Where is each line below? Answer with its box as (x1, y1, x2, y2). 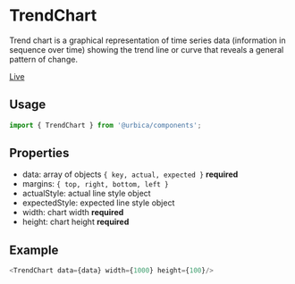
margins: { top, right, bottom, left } (21, 179, 170, 189)
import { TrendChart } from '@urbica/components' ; (9, 121, 202, 129)
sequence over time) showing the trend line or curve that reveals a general (9, 44, 284, 54)
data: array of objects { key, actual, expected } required (21, 169, 239, 180)
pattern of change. (9, 54, 79, 64)
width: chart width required (21, 207, 124, 218)
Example (9, 242, 59, 257)
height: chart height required (21, 216, 130, 228)
